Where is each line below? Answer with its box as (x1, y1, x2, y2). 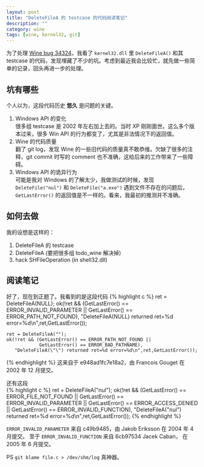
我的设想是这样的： (6, 228, 55, 236)
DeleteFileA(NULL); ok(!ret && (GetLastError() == (6, 300, 129, 307)
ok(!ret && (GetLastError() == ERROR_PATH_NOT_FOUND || (6, 336, 151, 343)
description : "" (6, 20, 48, 26)
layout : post (6, 9, 40, 15)
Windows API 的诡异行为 (15, 168, 78, 175)
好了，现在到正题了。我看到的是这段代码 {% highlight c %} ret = (6, 292, 167, 300)
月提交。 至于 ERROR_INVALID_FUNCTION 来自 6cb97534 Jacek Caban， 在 (6, 433, 188, 440)
